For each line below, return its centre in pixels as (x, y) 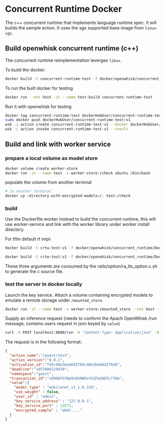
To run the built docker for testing (39, 88)
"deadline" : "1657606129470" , (39, 369)
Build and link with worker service (58, 144)
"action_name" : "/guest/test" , (40, 356)
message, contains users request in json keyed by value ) (63, 324)
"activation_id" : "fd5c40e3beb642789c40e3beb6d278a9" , (66, 364)
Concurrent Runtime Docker (64, 9)
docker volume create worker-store (41, 168)
